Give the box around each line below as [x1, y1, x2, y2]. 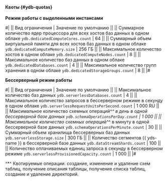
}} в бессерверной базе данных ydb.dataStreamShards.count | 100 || [18, 140, 161, 146]
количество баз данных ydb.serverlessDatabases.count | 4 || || [5, 92, 137, 98]
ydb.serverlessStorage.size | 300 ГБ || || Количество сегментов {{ [5, 135, 146, 141]
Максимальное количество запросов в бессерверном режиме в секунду [5, 98, 163, 104]
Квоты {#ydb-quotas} [5, 4, 53, 10]
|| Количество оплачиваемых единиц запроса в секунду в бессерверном [5, 145, 163, 151]
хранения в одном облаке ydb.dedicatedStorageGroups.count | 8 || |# [5, 68, 150, 74]
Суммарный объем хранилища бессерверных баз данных [5, 129, 130, 135]
